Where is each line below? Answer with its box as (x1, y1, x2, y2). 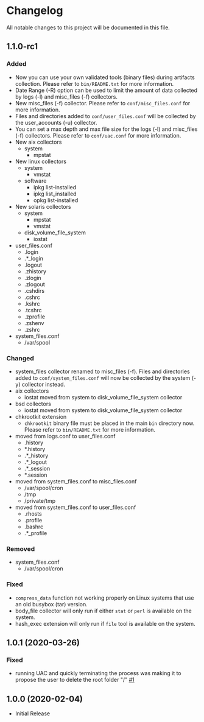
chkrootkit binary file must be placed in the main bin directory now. (24, 419, 195, 427)
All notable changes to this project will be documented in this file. (6, 24, 171, 31)
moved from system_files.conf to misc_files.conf (15, 477, 137, 485)
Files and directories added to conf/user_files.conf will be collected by (15, 112, 196, 119)
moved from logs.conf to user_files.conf (15, 432, 116, 440)
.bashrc (24, 523, 44, 530)
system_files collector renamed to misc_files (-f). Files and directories (15, 368, 190, 375)
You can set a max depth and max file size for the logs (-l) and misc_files (15, 125, 198, 133)
